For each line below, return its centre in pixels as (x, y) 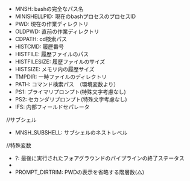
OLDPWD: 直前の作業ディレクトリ (57, 31)
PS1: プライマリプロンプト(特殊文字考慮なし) (71, 92)
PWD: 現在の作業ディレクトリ (52, 24)
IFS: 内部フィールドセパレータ (52, 107)
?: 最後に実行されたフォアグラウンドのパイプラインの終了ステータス (100, 158)
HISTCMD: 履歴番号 (40, 46)
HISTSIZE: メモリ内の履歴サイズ (55, 69)
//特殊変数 (19, 145)
